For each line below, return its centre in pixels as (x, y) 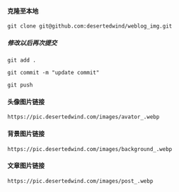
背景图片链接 (26, 133)
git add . (22, 60)
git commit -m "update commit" (53, 73)
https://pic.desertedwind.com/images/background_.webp (90, 149)
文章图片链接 (26, 166)
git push (20, 85)
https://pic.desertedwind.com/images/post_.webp (80, 181)
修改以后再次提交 (32, 43)
